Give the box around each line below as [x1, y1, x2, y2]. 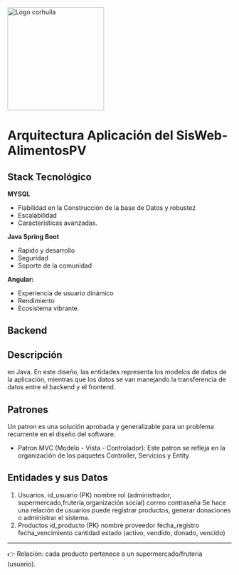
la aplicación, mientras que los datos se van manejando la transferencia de [7, 375, 226, 384]
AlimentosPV [7, 142, 87, 159]
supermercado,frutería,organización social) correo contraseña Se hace [17, 498, 226, 507]
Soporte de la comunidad [17, 261, 92, 270]
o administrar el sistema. [17, 513, 90, 522]
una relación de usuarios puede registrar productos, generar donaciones [17, 505, 231, 515]
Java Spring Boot [7, 233, 59, 241]
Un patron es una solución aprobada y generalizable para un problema [7, 423, 215, 431]
